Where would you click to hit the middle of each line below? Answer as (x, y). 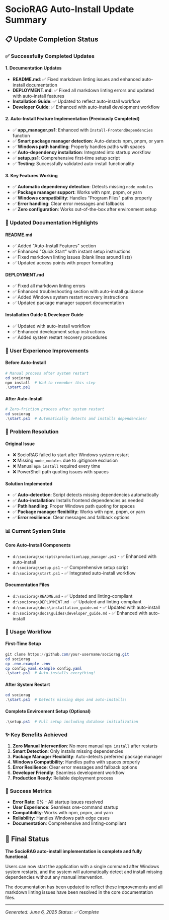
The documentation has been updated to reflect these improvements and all (84, 887)
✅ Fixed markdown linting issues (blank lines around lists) (72, 257)
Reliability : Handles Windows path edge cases (61, 818)
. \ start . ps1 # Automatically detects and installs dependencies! (76, 419)
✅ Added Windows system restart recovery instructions (70, 297)
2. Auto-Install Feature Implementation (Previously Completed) (72, 119)
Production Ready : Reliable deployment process (63, 778)
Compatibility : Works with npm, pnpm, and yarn (63, 812)
